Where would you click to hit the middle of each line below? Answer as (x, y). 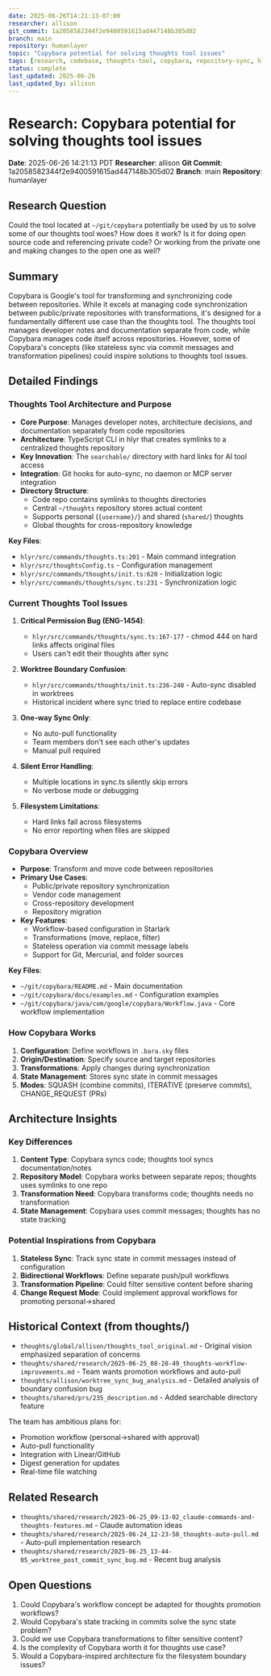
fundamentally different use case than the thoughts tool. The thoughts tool (132, 322)
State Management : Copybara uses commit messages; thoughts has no (140, 1211)
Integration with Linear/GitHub (70, 1454)
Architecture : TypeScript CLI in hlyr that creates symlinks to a (123, 439)
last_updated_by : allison (52, 83)
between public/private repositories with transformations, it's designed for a (135, 313)
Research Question (58, 206)
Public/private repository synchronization (100, 886)
